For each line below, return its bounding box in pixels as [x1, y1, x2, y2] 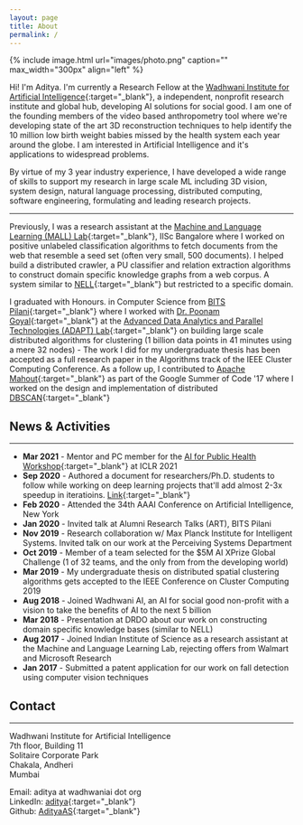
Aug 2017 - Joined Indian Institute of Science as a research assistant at [22, 633, 289, 644]
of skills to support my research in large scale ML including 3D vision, [9, 176, 268, 187]
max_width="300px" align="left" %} [9, 64, 144, 75]
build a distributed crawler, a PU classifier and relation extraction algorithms [9, 259, 291, 271]
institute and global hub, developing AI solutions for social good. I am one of [9, 101, 292, 112]
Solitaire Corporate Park [9, 750, 99, 760]
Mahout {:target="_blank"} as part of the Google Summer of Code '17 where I [9, 373, 294, 384]
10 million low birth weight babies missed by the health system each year [9, 130, 281, 141]
